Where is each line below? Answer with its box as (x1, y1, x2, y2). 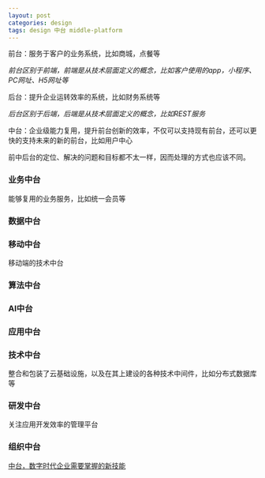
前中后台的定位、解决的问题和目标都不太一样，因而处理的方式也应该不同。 (8, 152, 250, 162)
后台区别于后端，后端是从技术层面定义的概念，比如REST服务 (8, 109, 206, 119)
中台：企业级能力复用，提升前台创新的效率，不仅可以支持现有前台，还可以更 (8, 126, 257, 135)
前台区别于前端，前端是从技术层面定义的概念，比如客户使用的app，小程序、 (8, 66, 256, 75)
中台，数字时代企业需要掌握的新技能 (8, 461, 126, 470)
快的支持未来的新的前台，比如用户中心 (8, 136, 132, 145)
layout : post (8, 11, 51, 20)
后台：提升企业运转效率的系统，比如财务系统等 (8, 92, 160, 102)
